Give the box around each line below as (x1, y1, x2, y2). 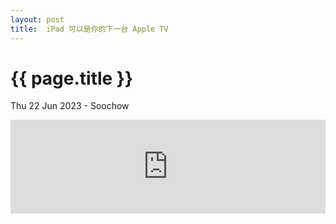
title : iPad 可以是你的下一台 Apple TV (10, 24, 169, 34)
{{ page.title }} (10, 67, 134, 90)
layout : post (10, 14, 65, 25)
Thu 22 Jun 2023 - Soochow (10, 100, 130, 112)
